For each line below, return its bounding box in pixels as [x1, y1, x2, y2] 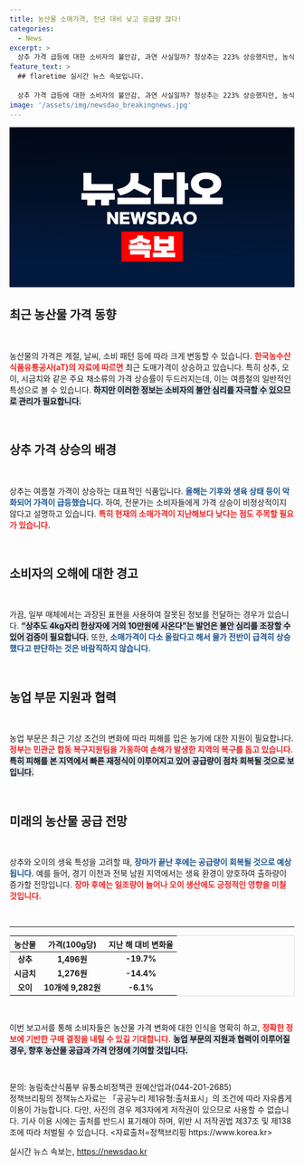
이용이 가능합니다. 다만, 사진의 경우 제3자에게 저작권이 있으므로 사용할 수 [9, 1104, 265, 1114]
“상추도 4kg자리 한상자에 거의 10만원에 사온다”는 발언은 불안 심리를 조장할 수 [21, 621, 291, 631]
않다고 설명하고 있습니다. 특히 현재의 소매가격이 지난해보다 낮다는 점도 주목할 [9, 507, 278, 519]
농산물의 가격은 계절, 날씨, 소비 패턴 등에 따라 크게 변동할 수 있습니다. [9, 350, 252, 361]
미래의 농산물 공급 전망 [9, 813, 128, 829]
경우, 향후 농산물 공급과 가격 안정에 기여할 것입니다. [9, 1045, 188, 1056]
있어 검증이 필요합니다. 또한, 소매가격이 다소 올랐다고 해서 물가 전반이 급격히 [9, 631, 275, 642]
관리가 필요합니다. [18, 395, 82, 406]
